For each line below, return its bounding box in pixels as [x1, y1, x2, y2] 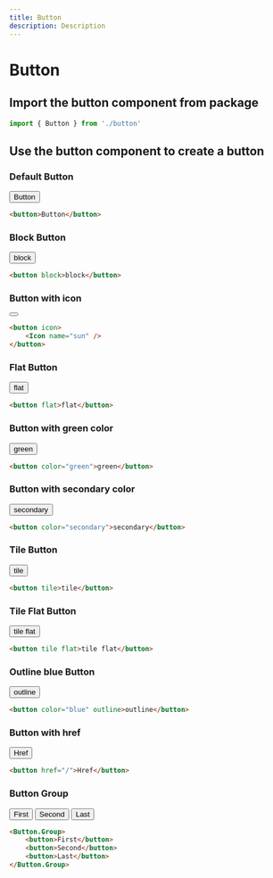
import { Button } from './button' [9, 119, 142, 128]
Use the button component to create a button [9, 144, 265, 159]
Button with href [9, 726, 81, 739]
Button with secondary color [9, 483, 136, 495]
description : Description [9, 21, 105, 30]
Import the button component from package [9, 95, 259, 111]
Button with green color [9, 422, 114, 435]
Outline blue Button [9, 666, 95, 678]
